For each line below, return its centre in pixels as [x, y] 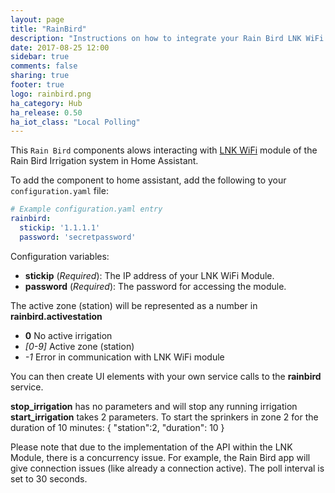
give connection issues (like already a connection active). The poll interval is [167, 468]
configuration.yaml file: [59, 191]
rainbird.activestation [56, 316]
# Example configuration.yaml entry [86, 209]
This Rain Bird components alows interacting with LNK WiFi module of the [164, 150]
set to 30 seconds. [49, 478]
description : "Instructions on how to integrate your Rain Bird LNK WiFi [167, 38]
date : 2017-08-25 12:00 [60, 47]
